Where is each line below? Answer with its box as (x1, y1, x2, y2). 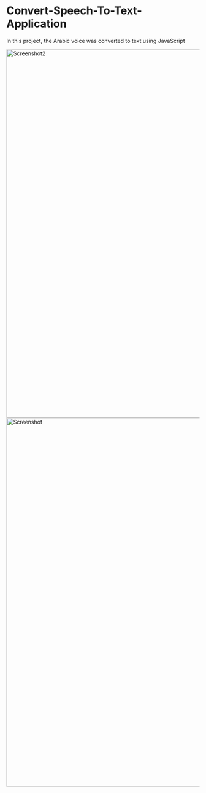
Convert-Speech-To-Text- (6, 4, 142, 18)
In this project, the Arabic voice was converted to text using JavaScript (6, 37, 185, 44)
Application (6, 17, 67, 31)
